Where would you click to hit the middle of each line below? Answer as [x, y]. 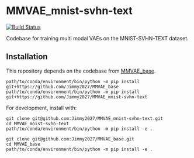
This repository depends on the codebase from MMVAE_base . [81, 71]
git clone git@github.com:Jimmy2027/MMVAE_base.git [70, 139]
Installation [27, 57]
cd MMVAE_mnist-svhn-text [37, 123]
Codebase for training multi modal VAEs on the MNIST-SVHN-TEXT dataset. [97, 38]
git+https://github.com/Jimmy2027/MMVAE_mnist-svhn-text [77, 97]
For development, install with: [41, 108]
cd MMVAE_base [23, 144]
